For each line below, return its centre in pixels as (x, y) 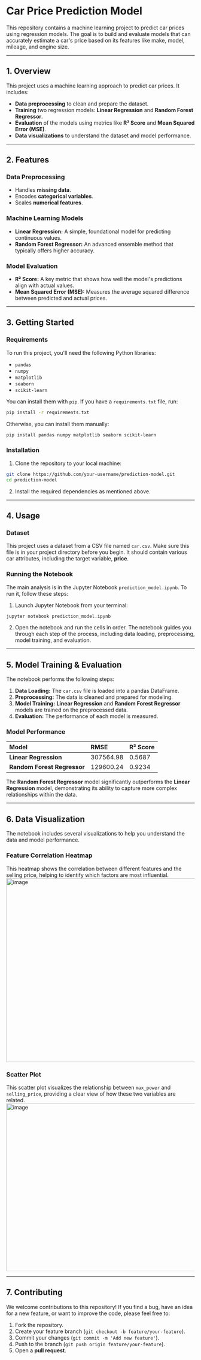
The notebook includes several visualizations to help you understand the (96, 834)
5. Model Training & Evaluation (64, 664)
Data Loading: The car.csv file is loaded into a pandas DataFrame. (97, 691)
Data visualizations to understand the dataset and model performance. (103, 135)
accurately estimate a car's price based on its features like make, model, (95, 40)
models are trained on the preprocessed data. (71, 710)
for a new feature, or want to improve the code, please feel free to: (88, 1313)
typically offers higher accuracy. (54, 251)
